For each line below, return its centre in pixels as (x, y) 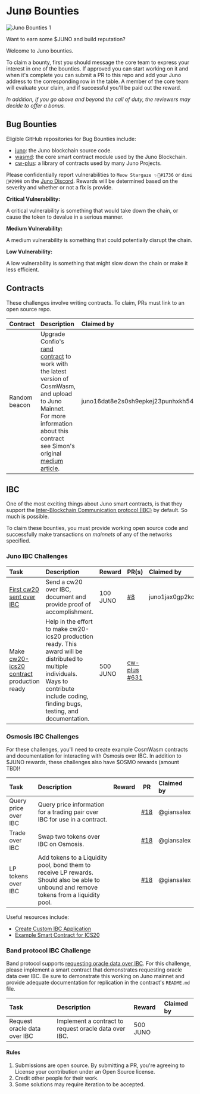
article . (50, 468)
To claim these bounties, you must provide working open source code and (97, 528)
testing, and (62, 711)
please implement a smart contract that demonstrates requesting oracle (94, 970)
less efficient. (23, 269)
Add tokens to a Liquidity (73, 857)
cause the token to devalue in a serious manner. (65, 217)
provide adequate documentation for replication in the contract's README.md (98, 983)
